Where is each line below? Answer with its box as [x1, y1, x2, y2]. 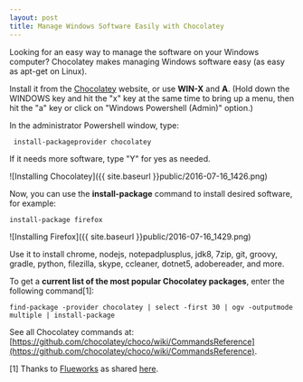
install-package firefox [9, 215, 103, 224]
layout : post [9, 13, 59, 23]
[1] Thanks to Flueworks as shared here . [9, 363, 159, 374]
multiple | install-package [9, 311, 116, 320]
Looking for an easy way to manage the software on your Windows [9, 46, 260, 57]
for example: [9, 198, 57, 209]
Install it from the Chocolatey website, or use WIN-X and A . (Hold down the [9, 83, 290, 94]
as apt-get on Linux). [9, 65, 88, 77]
